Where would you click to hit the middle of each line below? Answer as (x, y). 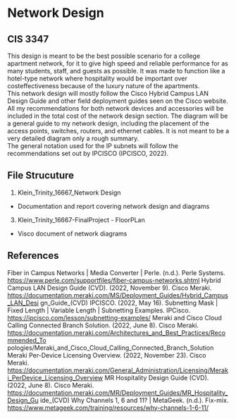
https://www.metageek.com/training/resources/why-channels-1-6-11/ (108, 408)
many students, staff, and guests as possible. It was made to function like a (116, 71)
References (33, 256)
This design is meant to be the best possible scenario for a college (104, 56)
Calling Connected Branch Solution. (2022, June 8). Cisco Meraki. (103, 325)
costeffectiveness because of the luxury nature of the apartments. (104, 86)
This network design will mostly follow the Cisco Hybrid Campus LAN (108, 93)
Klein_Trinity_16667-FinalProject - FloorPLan (81, 219)
